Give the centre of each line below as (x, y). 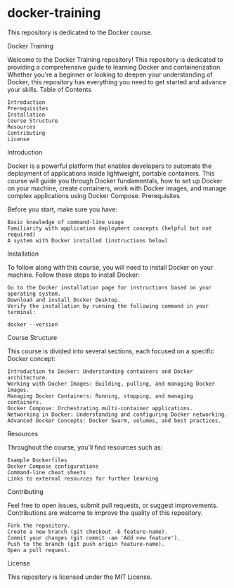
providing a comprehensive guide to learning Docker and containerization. (115, 67)
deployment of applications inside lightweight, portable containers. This (111, 173)
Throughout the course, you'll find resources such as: (85, 447)
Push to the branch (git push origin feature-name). (86, 544)
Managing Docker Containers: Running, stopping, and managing (100, 396)
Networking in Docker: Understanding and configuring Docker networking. (118, 414)
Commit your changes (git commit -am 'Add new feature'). (94, 538)
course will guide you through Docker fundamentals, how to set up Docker (115, 181)
